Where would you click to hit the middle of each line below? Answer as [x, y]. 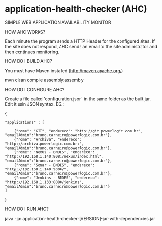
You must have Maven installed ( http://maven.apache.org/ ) [64, 70]
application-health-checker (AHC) [76, 9]
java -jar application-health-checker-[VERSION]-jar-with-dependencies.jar [80, 218]
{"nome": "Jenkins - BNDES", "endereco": [56, 178]
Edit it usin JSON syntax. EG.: [35, 104]
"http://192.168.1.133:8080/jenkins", [44, 182]
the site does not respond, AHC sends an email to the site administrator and [81, 46]
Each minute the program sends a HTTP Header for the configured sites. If [80, 41]
